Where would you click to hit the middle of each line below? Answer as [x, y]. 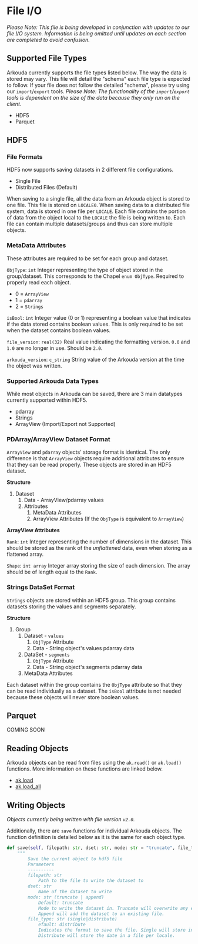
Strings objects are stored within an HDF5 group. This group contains [91, 600]
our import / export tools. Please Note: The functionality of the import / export [98, 91]
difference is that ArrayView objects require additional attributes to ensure [95, 458]
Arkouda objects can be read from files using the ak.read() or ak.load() [94, 763]
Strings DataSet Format [41, 587]
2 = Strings [29, 306]
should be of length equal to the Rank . [52, 572]
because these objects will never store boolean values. [73, 697]
